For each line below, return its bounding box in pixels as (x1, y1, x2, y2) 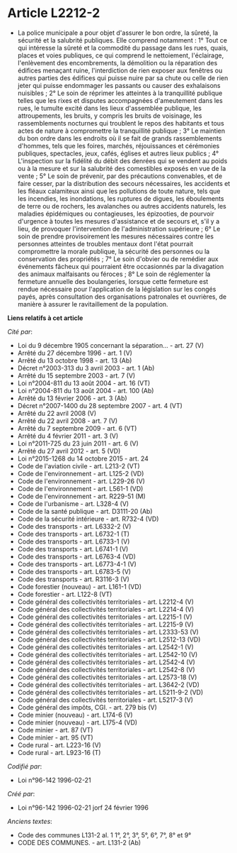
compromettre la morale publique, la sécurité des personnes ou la (17, 247, 210, 255)
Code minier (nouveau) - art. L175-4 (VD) (17, 718, 138, 727)
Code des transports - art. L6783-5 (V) (17, 567, 132, 576)
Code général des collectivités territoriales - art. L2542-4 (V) (17, 658, 196, 666)
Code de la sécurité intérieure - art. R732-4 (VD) (17, 514, 159, 523)
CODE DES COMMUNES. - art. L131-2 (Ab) (17, 838, 141, 847)
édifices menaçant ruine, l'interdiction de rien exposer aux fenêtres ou (17, 66, 223, 75)
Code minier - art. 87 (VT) (17, 725, 93, 734)
